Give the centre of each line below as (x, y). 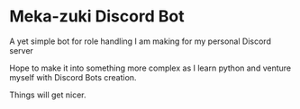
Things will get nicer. (48, 95)
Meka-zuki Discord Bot (97, 17)
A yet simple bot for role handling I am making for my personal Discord (141, 41)
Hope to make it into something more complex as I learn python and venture (150, 68)
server (22, 50)
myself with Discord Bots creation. (73, 77)
